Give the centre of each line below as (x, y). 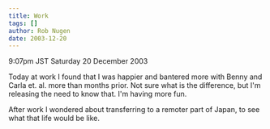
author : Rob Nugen (39, 31)
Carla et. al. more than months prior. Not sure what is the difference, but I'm (135, 85)
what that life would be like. (54, 119)
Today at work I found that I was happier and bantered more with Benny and (135, 77)
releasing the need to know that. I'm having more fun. (98, 94)
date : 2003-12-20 (38, 38)
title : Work (28, 16)
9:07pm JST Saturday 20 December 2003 (78, 61)
